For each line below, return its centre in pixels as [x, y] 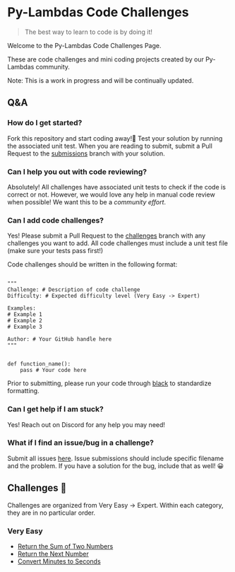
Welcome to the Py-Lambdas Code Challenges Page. [84, 45]
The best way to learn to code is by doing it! [89, 32]
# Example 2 [25, 321]
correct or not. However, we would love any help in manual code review [111, 194]
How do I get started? [45, 123]
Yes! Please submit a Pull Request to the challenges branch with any [107, 236]
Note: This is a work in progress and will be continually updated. [101, 80]
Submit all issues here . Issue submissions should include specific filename [116, 458]
